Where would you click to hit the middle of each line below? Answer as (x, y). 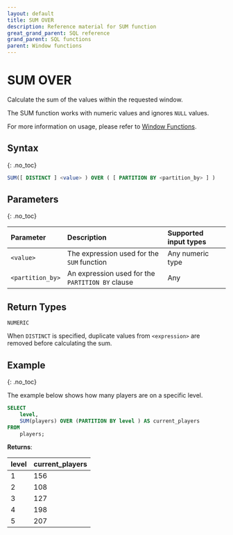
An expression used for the (111, 274)
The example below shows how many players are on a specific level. (105, 395)
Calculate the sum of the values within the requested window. (95, 99)
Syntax (23, 148)
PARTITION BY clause (100, 282)
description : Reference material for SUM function (82, 26)
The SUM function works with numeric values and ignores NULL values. (108, 113)
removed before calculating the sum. (60, 343)
